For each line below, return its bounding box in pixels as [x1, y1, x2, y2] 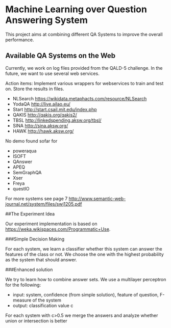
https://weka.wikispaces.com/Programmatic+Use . [5, 226, 111, 232]
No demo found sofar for [5, 138, 58, 144]
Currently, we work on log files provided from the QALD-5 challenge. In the [5, 65, 163, 71]
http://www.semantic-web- [68, 195, 126, 202]
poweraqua [12, 148, 37, 154]
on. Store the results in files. [5, 86, 64, 92]
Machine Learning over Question [5, 4, 147, 15]
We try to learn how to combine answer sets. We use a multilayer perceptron [5, 276, 166, 282]
